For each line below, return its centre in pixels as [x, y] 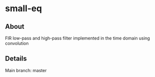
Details [16, 59]
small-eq [24, 9]
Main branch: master [26, 70]
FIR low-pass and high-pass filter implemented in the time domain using [77, 38]
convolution [17, 43]
